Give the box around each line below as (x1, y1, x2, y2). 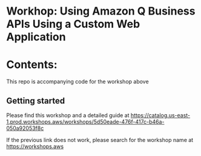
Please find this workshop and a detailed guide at (6, 111, 130, 119)
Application (6, 30, 66, 44)
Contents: (6, 58, 58, 72)
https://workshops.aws (6, 143, 64, 150)
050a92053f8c (6, 124, 44, 132)
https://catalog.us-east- (130, 111, 191, 119)
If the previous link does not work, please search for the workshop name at (6, 136, 194, 143)
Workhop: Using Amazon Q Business (6, 4, 196, 18)
